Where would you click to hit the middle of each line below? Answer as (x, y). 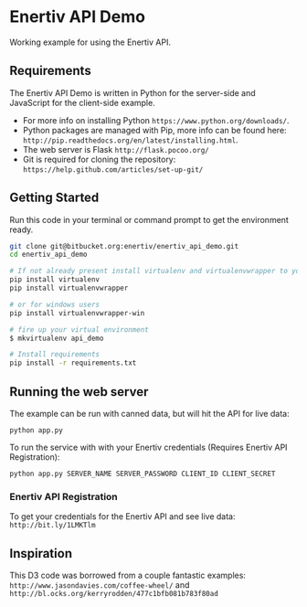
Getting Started (54, 198)
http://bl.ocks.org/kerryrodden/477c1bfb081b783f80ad (114, 594)
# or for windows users (55, 304)
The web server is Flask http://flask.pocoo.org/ (116, 149)
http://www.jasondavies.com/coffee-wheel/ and (100, 585)
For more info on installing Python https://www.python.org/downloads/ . (156, 120)
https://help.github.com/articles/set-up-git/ (113, 170)
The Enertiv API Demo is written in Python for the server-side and (132, 92)
